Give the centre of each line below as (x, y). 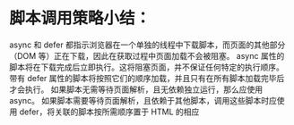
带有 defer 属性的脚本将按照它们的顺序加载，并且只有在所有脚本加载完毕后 (147, 78)
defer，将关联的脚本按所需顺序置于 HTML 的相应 (109, 112)
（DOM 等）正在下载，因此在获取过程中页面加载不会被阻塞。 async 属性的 (147, 55)
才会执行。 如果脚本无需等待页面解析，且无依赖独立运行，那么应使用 (136, 89)
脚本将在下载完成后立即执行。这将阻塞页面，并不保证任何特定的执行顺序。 (147, 67)
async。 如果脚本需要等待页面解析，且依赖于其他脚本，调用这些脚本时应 (143, 100)
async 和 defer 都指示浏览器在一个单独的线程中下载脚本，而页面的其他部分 (147, 45)
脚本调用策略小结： (80, 18)
